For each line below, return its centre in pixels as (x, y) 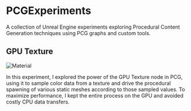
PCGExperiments (49, 11)
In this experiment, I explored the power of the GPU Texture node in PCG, (94, 77)
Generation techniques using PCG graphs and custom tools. (79, 33)
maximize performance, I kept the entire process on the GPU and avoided (95, 95)
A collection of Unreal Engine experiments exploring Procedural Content (93, 27)
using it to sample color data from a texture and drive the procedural (88, 83)
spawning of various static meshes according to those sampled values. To (96, 89)
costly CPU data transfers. (38, 102)
